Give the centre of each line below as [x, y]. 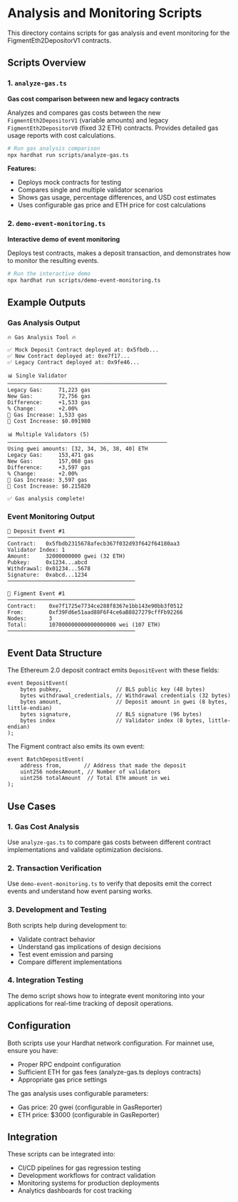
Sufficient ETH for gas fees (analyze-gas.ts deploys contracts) [109, 1072]
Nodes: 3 [30, 619]
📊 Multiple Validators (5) [48, 435]
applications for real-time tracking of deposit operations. [90, 1003]
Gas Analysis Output [44, 322]
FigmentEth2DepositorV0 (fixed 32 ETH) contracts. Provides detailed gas [113, 128]
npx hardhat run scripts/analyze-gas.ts [68, 155]
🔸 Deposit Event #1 [36, 531]
